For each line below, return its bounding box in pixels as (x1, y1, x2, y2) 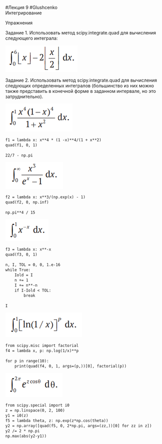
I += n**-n (14, 283, 38, 288)
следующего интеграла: (5, 35, 58, 41)
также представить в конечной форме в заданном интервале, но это (5, 88, 156, 94)
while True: (5, 267, 31, 273)
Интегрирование (5, 10, 42, 16)
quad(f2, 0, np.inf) (5, 200, 50, 205)
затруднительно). (5, 93, 43, 100)
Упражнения (5, 20, 33, 26)
